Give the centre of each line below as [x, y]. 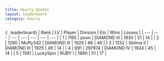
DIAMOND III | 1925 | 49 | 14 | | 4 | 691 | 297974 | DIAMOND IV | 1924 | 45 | [80, 48]
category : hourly [23, 19]
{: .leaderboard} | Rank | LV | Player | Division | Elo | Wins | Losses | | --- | [79, 33]
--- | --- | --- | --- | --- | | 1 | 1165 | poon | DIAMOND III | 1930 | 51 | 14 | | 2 [85, 38]
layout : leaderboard [26, 14]
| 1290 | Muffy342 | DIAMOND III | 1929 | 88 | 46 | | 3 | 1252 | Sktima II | [77, 43]
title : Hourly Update [27, 10]
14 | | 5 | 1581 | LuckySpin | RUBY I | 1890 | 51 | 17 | [56, 53]
